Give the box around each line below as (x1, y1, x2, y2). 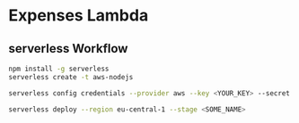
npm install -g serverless (8, 64, 110, 73)
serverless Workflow (8, 41, 128, 56)
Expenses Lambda (8, 5, 149, 26)
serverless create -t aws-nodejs (8, 72, 134, 81)
